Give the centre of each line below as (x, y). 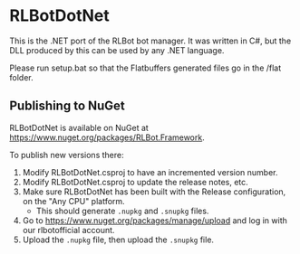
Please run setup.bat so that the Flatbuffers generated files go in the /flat (145, 68)
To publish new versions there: (67, 155)
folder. (21, 77)
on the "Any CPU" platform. (73, 201)
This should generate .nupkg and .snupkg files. (122, 211)
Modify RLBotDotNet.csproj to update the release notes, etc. (135, 182)
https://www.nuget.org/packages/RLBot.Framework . (107, 137)
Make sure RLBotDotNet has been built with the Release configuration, (154, 192)
